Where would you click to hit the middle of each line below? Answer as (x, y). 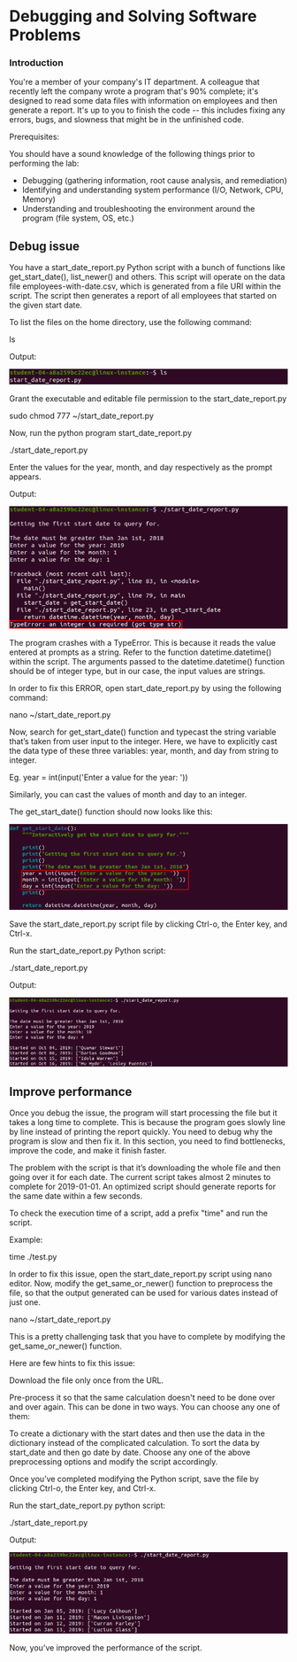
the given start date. (46, 305)
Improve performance (71, 1091)
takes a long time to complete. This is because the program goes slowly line (147, 1122)
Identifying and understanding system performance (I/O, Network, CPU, (153, 190)
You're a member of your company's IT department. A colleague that (135, 82)
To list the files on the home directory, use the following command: (130, 322)
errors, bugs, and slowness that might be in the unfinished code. (127, 120)
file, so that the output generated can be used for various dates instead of (144, 1293)
